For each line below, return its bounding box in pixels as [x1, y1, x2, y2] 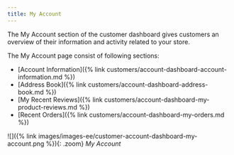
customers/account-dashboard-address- [87, 80, 208, 89]
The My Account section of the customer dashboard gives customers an [7, 30, 220, 38]
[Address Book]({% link [17, 80, 87, 89]
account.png [7, 139, 45, 148]
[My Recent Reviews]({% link [17, 95, 103, 104]
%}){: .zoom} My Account [45, 139, 121, 148]
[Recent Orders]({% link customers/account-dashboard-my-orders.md [17, 110, 225, 119]
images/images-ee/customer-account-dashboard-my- [38, 132, 198, 140]
